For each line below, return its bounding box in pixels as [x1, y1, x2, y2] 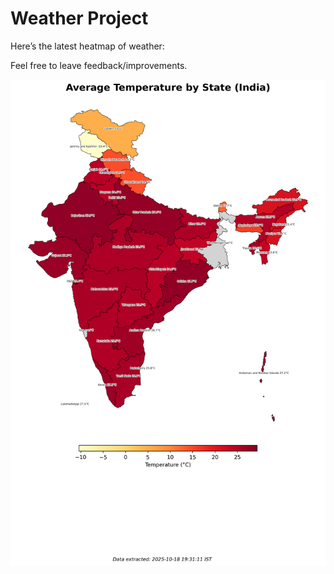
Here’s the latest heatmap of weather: [10, 40, 165, 52]
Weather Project [10, 7, 149, 30]
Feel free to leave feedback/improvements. [10, 59, 188, 71]
